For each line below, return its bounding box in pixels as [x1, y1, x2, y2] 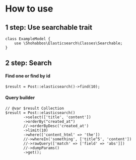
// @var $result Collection [5, 106, 64, 111]
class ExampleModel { [5, 36, 51, 41]
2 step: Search [5, 59, 52, 67]
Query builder [5, 95, 35, 101]
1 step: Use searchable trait [5, 23, 92, 32]
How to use [5, 3, 53, 15]
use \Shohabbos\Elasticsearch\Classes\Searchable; [14, 41, 123, 46]
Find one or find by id [5, 72, 50, 78]
